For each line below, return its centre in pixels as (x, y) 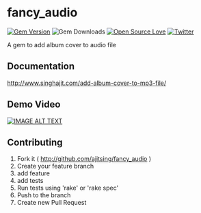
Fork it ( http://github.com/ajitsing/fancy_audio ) (84, 159)
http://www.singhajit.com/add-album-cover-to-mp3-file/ (87, 83)
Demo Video (34, 104)
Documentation (41, 66)
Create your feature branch (55, 166)
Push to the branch (44, 195)
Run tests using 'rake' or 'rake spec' (68, 188)
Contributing (35, 142)
